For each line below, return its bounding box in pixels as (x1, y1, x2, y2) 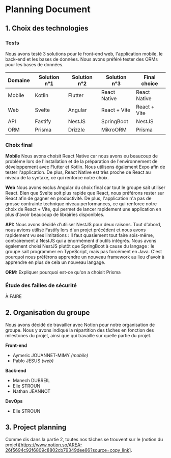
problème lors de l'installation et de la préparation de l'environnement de (5, 158, 158, 165)
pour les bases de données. (5, 61, 64, 67)
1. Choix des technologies (5, 24, 89, 33)
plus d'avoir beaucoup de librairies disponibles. (5, 211, 105, 218)
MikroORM (101, 126, 127, 133)
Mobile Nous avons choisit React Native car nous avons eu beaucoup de (5, 153, 158, 159)
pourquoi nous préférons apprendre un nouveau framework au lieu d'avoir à (5, 254, 164, 260)
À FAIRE (5, 293, 22, 300)
